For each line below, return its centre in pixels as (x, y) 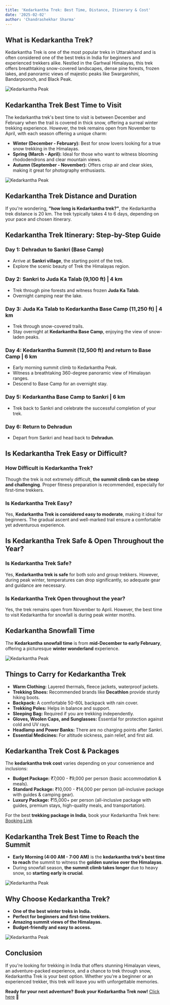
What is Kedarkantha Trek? (49, 40)
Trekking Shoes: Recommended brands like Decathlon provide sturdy (86, 692)
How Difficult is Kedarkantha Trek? (49, 468)
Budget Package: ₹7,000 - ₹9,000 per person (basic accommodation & (87, 778)
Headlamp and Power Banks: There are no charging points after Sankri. (88, 730)
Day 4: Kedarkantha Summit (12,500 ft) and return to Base (78, 350)
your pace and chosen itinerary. (39, 219)
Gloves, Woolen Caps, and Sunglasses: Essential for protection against (88, 719)
